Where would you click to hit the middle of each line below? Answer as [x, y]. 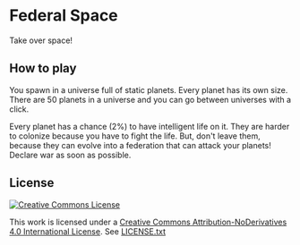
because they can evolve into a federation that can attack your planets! [140, 145]
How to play [43, 68]
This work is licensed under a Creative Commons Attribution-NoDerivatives [148, 222]
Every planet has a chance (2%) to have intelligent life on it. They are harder [150, 126]
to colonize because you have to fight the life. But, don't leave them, [135, 136]
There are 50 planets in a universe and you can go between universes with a [150, 99]
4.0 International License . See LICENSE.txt [87, 231]
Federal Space [64, 16]
